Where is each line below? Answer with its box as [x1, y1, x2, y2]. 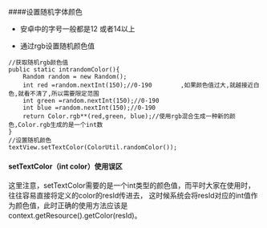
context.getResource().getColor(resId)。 [8, 211, 142, 221]
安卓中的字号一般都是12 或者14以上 [19, 24, 136, 34]
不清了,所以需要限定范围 [29, 90, 99, 98]
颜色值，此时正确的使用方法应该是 [14, 201, 128, 210]
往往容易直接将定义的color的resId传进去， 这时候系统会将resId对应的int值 [8, 191, 251, 201]
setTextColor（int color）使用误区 [8, 161, 123, 171]
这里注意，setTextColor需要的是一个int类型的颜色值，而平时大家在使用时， [8, 181, 255, 190]
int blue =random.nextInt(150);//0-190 [22, 104, 156, 112]
